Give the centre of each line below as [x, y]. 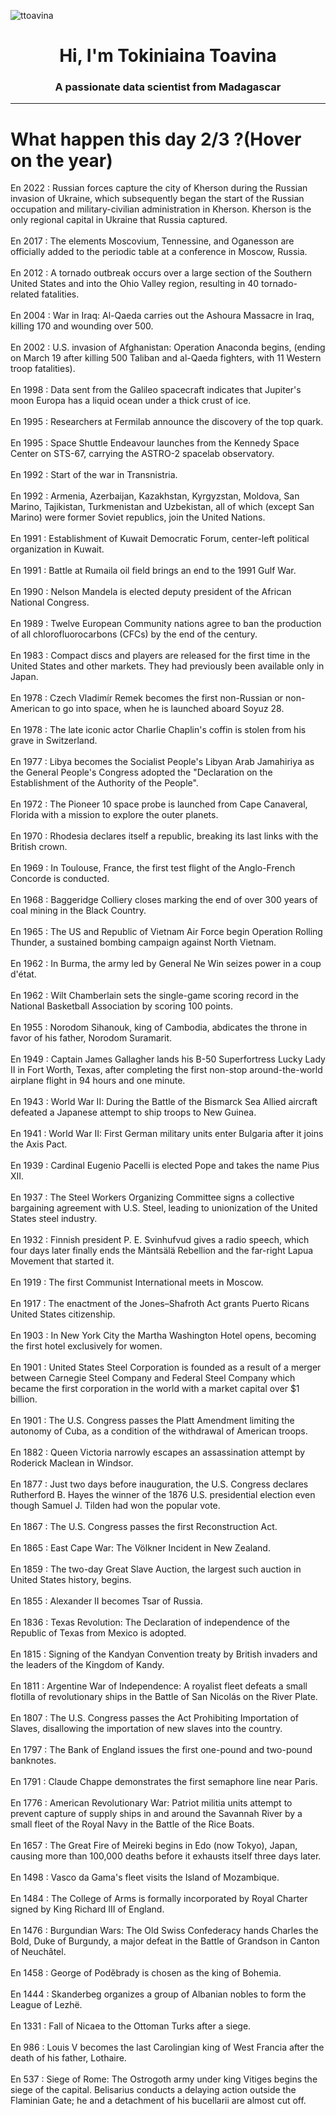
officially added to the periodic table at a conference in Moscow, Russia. [159, 252]
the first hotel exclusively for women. [86, 1346]
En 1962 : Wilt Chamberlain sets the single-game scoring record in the [154, 996]
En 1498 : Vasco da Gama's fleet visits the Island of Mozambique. [145, 1877]
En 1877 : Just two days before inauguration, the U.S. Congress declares [159, 1484]
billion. [24, 1399]
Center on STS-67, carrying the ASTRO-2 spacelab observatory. [142, 454]
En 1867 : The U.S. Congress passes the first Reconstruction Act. [144, 1527]
